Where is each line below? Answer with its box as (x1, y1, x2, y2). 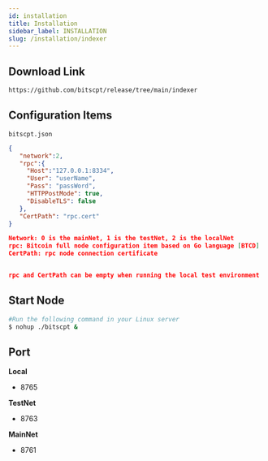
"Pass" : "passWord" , (26, 182, 96, 191)
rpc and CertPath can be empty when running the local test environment (8, 271, 260, 279)
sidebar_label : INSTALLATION (8, 27, 107, 35)
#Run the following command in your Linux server (8, 315, 180, 323)
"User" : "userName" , (26, 174, 96, 183)
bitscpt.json (8, 130, 53, 138)
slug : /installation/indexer (8, 34, 107, 43)
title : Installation (8, 19, 79, 28)
